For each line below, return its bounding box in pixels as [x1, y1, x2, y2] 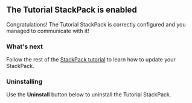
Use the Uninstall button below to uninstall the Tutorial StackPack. [6, 91, 171, 98]
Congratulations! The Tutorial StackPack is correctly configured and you [6, 20, 186, 28]
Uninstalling [6, 78, 43, 86]
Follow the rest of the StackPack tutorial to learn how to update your [6, 56, 176, 63]
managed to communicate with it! [6, 27, 89, 34]
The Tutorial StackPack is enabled [6, 5, 137, 15]
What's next [6, 42, 43, 51]
